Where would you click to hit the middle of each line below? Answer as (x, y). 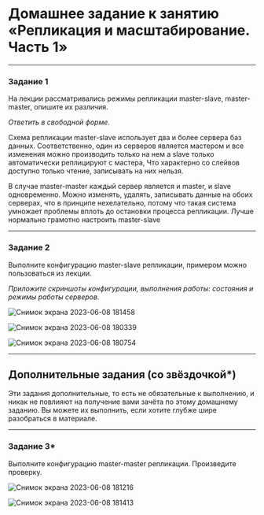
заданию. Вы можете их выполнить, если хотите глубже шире (113, 410)
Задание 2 (29, 247)
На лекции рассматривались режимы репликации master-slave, (116, 98)
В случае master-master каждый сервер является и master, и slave (120, 187)
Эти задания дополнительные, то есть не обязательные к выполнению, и (131, 394)
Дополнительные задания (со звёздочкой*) (122, 374)
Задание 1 (28, 81)
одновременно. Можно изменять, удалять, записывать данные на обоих (130, 195)
